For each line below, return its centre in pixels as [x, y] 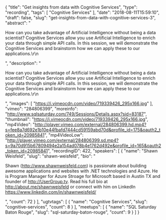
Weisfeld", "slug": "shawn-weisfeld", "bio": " [50, 156]
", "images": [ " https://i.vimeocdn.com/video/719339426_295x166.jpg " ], [79, 103]
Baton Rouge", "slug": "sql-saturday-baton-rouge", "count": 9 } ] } [72, 212]
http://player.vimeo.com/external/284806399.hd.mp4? [90, 124]
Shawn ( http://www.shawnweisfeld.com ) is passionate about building [76, 166]
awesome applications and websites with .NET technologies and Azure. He [82, 171]
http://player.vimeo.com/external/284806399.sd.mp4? [63, 140]
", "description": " [23, 63]
